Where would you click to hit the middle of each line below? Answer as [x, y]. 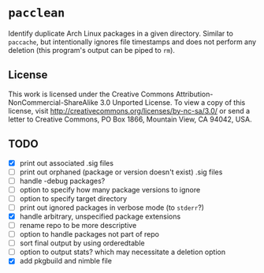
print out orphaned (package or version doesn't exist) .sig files [121, 172]
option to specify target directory [73, 198]
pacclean [37, 13]
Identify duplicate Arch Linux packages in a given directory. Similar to [121, 33]
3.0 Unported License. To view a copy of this [173, 102]
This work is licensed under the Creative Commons [91, 94]
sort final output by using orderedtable [82, 243]
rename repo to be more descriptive [78, 225]
